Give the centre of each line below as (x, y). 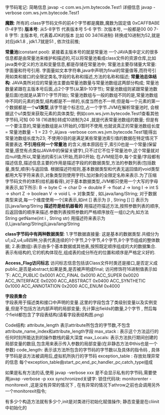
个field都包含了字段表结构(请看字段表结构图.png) (55, 315)
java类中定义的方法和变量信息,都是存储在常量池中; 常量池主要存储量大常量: (81, 64)
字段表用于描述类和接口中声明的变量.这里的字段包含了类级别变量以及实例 (79, 302)
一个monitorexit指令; (26, 391)
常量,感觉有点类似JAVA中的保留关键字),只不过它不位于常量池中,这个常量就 (80, 150)
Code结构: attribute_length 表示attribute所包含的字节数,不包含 (68, 325)
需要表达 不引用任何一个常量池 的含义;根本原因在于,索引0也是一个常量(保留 (81, 144)
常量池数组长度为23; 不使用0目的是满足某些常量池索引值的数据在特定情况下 (82, 138)
